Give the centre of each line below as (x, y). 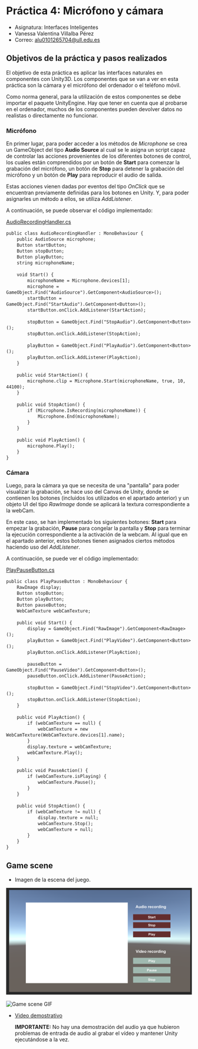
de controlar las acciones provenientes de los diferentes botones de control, (99, 156)
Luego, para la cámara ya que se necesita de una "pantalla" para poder (93, 486)
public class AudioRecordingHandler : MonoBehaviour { (75, 234)
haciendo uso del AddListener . (43, 547)
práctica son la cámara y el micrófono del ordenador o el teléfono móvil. (93, 85)
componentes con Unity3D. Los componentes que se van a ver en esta (92, 79)
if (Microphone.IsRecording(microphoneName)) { (87, 411)
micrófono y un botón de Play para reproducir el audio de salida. (85, 175)
